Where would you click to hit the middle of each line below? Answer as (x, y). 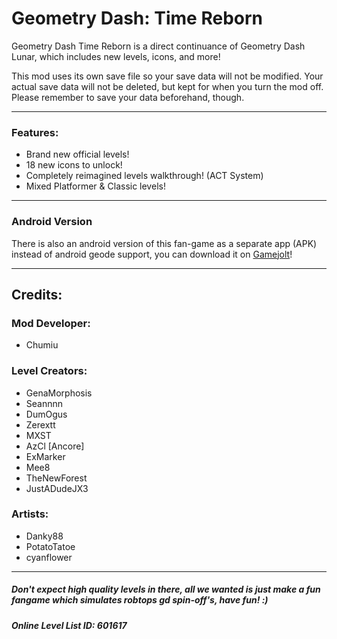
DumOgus (46, 414)
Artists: (30, 514)
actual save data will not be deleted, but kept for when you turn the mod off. (167, 86)
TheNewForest (56, 478)
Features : (35, 132)
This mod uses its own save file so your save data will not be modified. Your (167, 76)
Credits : (37, 294)
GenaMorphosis (59, 393)
